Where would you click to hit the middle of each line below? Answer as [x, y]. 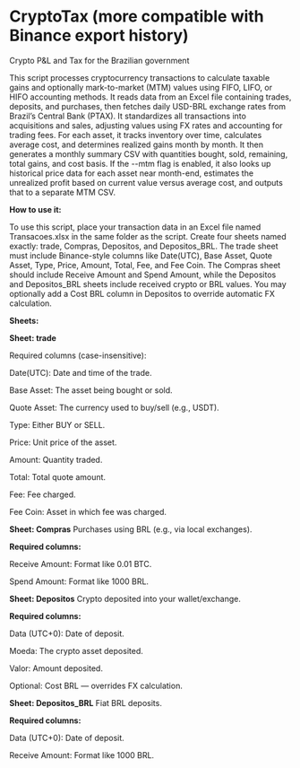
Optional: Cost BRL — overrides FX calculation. [96, 685]
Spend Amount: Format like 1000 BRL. [79, 581]
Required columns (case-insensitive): [78, 355]
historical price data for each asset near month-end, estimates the [131, 173]
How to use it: [35, 209]
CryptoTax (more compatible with [137, 17]
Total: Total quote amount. [57, 476]
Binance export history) [99, 35]
